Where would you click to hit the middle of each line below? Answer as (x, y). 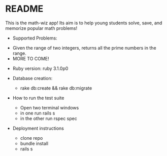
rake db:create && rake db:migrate (56, 88)
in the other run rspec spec (48, 118)
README (24, 9)
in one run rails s (38, 113)
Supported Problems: (35, 38)
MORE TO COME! (31, 58)
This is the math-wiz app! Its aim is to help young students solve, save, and (84, 23)
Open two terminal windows (49, 107)
